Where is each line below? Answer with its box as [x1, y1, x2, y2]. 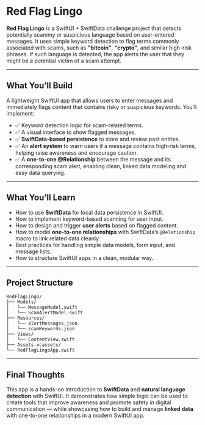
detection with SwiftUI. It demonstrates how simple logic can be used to [6, 393, 188, 400]
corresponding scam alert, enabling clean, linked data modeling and [15, 162, 187, 169]
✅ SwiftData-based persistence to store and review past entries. [15, 135, 181, 142]
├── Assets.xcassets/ [6, 342, 62, 348]
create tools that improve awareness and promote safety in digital [6, 399, 171, 406]
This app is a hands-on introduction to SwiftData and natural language [6, 386, 185, 393]
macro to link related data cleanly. [15, 234, 101, 242]
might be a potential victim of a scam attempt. [6, 57, 122, 64]
